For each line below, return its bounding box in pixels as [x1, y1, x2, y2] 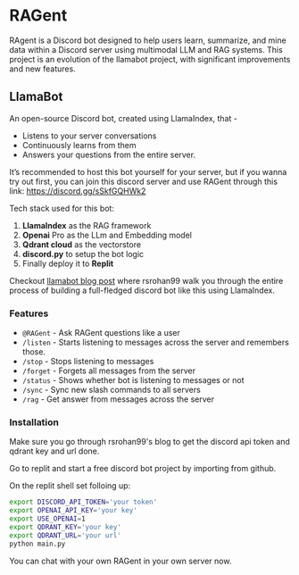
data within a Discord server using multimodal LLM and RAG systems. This [9, 44, 283, 54]
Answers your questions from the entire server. [21, 149, 196, 160]
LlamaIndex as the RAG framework [21, 220, 152, 230]
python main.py [9, 539, 66, 548]
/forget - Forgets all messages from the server [21, 365, 196, 376]
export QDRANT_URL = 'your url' [9, 530, 122, 540]
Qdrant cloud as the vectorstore [21, 238, 141, 250]
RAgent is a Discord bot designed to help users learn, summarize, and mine [9, 35, 287, 46]
